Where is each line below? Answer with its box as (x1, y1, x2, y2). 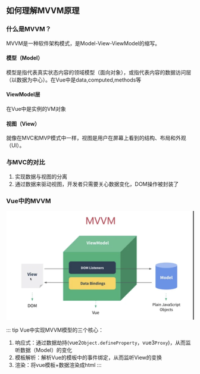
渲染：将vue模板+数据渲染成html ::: (14, 361, 102, 368)
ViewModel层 (6, 91, 40, 98)
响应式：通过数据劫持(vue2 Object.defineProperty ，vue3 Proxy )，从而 (14, 339, 186, 346)
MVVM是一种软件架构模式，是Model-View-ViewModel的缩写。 (6, 39, 161, 46)
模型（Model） (6, 54, 43, 61)
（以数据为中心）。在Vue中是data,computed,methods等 (6, 76, 142, 83)
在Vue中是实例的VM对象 (6, 105, 67, 113)
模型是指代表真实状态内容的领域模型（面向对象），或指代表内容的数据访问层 (6, 68, 192, 76)
